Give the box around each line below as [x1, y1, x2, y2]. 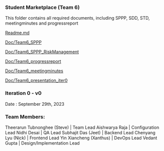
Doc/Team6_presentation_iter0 [5, 78, 68, 84]
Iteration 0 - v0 [5, 90, 42, 97]
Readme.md [5, 30, 30, 36]
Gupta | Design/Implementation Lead [5, 140, 80, 146]
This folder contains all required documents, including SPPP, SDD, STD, [5, 15, 150, 21]
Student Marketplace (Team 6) [5, 4, 80, 11]
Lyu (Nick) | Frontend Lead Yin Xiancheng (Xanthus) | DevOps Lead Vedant [5, 135, 158, 141]
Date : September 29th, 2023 [5, 101, 65, 107]
